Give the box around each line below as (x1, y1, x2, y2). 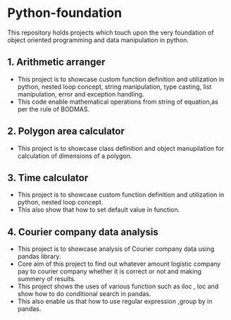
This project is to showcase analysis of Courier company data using (17, 245, 215, 253)
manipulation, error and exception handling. (17, 90, 144, 98)
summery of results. (17, 275, 76, 283)
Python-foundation (7, 5, 122, 21)
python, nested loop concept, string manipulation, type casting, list (17, 82, 212, 91)
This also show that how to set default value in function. (17, 206, 180, 214)
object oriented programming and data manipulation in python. (7, 35, 189, 44)
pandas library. (17, 252, 61, 261)
